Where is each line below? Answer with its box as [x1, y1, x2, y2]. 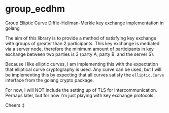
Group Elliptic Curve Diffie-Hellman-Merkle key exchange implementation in [5, 20, 164, 26]
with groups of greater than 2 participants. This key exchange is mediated [5, 40, 160, 46]
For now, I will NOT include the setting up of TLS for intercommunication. [5, 87, 157, 93]
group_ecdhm [5, 3, 65, 15]
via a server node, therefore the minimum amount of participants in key [5, 46, 154, 52]
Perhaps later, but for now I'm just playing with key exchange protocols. [5, 92, 155, 98]
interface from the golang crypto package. [5, 77, 94, 83]
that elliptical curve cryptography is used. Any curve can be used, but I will [5, 66, 161, 72]
